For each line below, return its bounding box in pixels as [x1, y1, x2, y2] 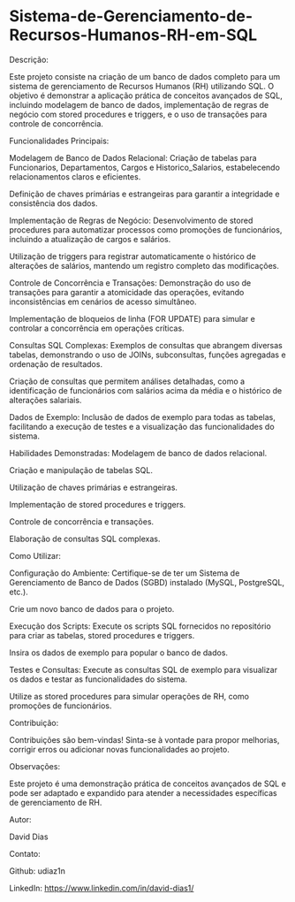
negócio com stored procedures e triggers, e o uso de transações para [9, 109, 268, 119]
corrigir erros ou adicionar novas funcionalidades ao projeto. [9, 744, 230, 754]
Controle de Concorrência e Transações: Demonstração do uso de [9, 277, 252, 288]
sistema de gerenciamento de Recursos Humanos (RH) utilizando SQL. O [9, 80, 275, 91]
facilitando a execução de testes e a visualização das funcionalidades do [9, 421, 276, 432]
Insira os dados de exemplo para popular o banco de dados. [9, 647, 228, 658]
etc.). [9, 586, 28, 597]
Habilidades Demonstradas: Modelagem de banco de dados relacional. [9, 447, 268, 458]
